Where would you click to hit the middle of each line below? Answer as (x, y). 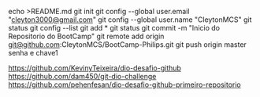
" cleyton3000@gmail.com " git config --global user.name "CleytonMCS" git (130, 20)
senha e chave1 (33, 53)
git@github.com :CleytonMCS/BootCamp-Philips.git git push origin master (127, 45)
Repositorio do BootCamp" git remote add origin (86, 36)
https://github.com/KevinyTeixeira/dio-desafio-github (95, 68)
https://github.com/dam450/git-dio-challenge (82, 76)
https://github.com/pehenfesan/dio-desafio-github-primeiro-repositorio (125, 84)
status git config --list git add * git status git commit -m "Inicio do (114, 28)
